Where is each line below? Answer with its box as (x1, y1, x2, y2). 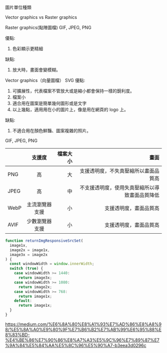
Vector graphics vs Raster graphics (5, 14, 77, 20)
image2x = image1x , (9, 248, 50, 253)
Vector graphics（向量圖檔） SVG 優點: (5, 78, 85, 83)
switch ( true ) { (9, 266, 43, 271)
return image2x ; (18, 284, 52, 289)
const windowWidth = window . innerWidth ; (9, 262, 94, 266)
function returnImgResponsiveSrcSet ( (5, 238, 83, 243)
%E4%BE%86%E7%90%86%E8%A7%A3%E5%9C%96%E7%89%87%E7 (5, 337, 160, 343)
